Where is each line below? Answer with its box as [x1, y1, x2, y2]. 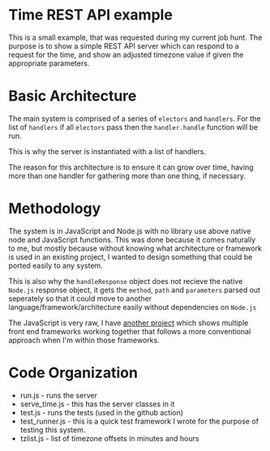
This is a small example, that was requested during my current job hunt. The [8, 32, 263, 42]
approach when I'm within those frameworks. [8, 335, 160, 345]
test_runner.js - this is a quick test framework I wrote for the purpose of [19, 416, 259, 426]
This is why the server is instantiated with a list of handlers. [8, 146, 207, 156]
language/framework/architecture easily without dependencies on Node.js [8, 302, 257, 311]
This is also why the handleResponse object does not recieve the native [8, 276, 243, 286]
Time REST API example [8, 6, 173, 24]
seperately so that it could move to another [8, 294, 152, 303]
